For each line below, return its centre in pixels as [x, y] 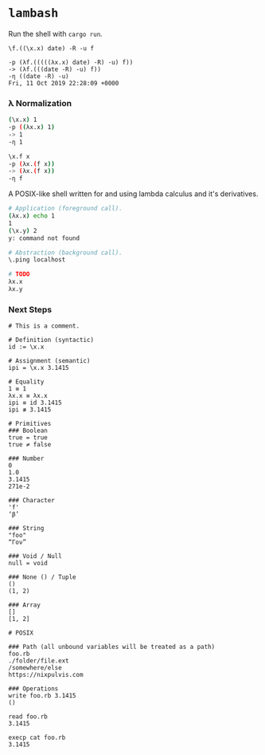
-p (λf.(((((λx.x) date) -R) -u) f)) [71, 62]
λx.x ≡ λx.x [28, 396]
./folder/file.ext [39, 661]
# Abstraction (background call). [66, 253]
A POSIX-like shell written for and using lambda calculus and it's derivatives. [133, 194]
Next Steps [30, 309]
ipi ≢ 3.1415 [30, 410]
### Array [25, 605]
